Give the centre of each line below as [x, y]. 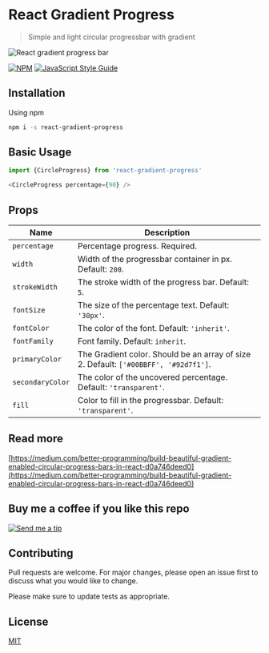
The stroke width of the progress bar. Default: [163, 282]
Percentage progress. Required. [137, 246]
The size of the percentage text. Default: [153, 305]
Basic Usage [40, 153]
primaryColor [37, 359]
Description [167, 232]
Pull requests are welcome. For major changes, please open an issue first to [133, 572]
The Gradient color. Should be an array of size [164, 354]
